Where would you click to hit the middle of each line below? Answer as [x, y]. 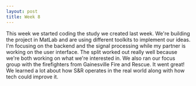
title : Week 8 [23, 17]
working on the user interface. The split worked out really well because [92, 52]
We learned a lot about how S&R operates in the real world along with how [95, 70]
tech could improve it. [32, 77]
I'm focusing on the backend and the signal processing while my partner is [96, 46]
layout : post [22, 11]
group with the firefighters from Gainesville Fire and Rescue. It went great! [95, 64]
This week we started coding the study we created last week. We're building [98, 33]
